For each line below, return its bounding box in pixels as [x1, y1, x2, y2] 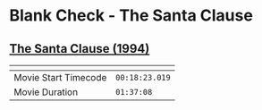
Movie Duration [13, 86, 79, 98]
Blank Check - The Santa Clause [9, 5, 253, 26]
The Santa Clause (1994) [9, 41, 150, 56]
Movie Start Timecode [13, 72, 107, 83]
